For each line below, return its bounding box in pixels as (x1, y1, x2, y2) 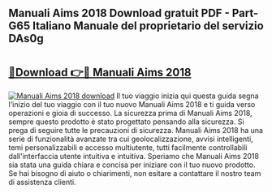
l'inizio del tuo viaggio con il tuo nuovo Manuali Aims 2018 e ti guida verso (8, 100, 256, 109)
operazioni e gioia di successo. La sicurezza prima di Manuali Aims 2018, (8, 109, 253, 118)
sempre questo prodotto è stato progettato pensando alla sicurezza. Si (8, 117, 245, 127)
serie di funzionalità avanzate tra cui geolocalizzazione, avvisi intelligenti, (8, 134, 253, 144)
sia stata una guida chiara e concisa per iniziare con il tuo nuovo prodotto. (8, 160, 256, 169)
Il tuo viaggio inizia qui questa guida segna (116, 91, 259, 101)
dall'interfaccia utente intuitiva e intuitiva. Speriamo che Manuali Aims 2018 (8, 152, 260, 161)
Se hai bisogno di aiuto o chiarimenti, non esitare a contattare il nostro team (8, 169, 261, 178)
